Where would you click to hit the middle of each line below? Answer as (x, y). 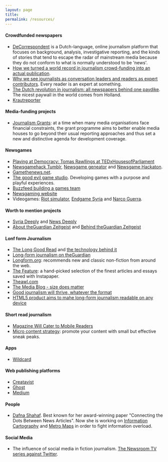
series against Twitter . (35, 454)
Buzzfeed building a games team (46, 188)
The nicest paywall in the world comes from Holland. (67, 95)
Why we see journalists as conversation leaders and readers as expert (85, 79)
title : (12, 15)
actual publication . (32, 73)
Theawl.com (25, 282)
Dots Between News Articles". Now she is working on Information (80, 421)
